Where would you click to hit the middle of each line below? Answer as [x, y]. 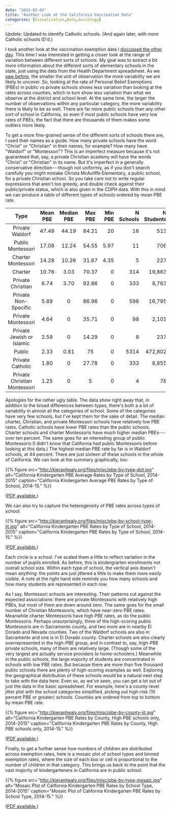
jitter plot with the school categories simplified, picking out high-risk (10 [80, 692]
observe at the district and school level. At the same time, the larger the [80, 98]
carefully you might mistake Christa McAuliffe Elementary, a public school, [83, 173]
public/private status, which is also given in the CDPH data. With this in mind [85, 189]
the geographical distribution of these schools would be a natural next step [84, 676]
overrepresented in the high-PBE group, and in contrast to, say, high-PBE [82, 643]
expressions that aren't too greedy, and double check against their [75, 184]
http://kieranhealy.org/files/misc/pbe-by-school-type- [97, 521]
